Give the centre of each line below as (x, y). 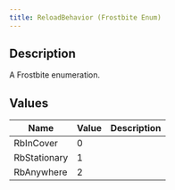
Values (29, 103)
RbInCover (36, 144)
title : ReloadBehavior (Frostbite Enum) (86, 17)
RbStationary (41, 158)
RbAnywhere (41, 172)
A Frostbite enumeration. (55, 75)
